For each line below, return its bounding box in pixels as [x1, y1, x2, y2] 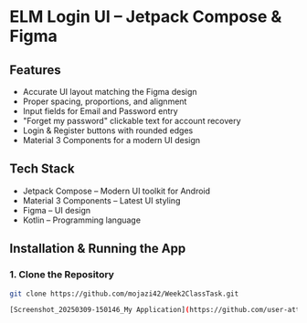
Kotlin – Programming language [22, 214, 142, 225]
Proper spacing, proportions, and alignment [22, 96, 187, 107]
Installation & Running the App [9, 241, 186, 256]
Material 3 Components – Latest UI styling [22, 194, 181, 206]
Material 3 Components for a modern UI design [22, 135, 201, 145]
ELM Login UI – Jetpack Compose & [9, 6, 282, 27]
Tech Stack [9, 161, 75, 177]
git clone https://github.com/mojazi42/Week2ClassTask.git [9, 289, 239, 298]
